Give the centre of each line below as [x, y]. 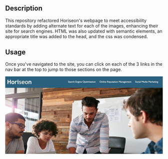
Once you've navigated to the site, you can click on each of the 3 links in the [84, 64]
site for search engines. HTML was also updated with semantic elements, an [84, 31]
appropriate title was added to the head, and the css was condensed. [77, 36]
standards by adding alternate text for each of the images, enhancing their [82, 26]
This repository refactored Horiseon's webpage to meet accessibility [76, 20]
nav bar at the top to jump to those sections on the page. [64, 70]
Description [24, 8]
